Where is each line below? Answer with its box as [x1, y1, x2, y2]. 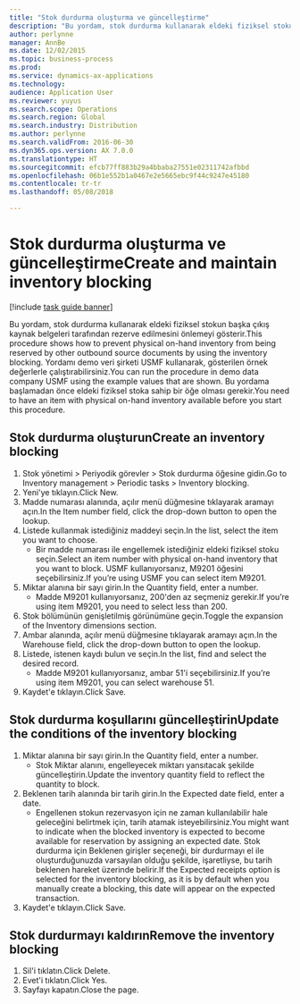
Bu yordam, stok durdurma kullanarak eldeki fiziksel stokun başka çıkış [9, 318, 270, 329]
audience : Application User [9, 88, 114, 97]
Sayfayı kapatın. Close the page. [21, 984, 139, 995]
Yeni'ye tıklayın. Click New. [21, 486, 119, 497]
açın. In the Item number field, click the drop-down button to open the [21, 506, 277, 517]
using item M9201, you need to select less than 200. [35, 601, 228, 612]
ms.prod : [9, 63, 42, 72]
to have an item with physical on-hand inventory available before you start [9, 394, 282, 405]
